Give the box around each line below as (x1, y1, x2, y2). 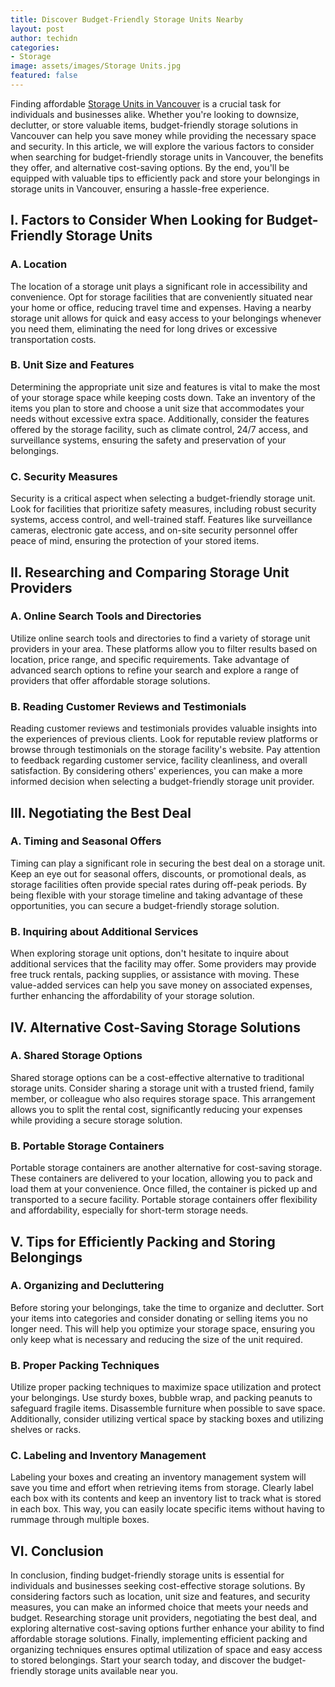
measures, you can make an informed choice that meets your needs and (10, 1601, 309, 1613)
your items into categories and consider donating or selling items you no (10, 1312, 308, 1324)
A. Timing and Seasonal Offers (10, 834, 162, 848)
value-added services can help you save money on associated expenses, (10, 979, 313, 991)
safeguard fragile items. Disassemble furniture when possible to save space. (10, 1402, 326, 1415)
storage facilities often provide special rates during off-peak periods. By (10, 878, 307, 890)
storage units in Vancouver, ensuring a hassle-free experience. (10, 182, 270, 195)
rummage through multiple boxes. (10, 1514, 150, 1526)
